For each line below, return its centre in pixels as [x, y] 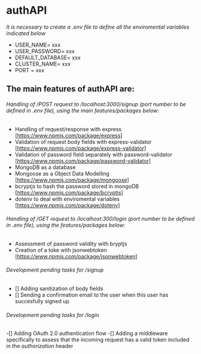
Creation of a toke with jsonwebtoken [61, 250]
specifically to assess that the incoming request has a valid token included [98, 340]
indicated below [26, 33]
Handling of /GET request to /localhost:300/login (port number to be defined [100, 219]
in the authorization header [40, 346]
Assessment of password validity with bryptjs [71, 244]
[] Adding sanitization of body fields [59, 288]
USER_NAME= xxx [38, 45]
